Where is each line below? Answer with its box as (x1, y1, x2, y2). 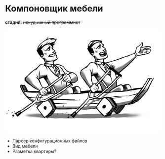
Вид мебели (12, 143, 38, 149)
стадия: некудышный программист (5, 19, 81, 25)
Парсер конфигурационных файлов (12, 138, 87, 144)
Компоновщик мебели (5, 3, 103, 14)
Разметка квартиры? (12, 149, 57, 155)
